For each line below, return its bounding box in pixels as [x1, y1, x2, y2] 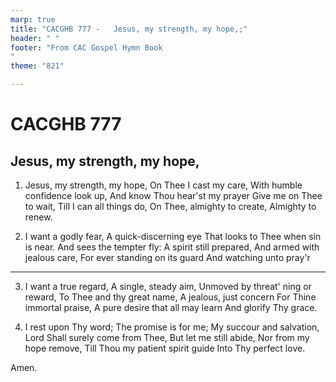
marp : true [10, 14, 56, 25]
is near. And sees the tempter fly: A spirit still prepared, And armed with [24, 241, 320, 253]
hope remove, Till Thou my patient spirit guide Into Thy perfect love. [24, 342, 306, 354]
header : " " [10, 33, 60, 43]
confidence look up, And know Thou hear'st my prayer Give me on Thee [24, 190, 323, 201]
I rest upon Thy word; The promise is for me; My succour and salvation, [24, 321, 320, 333]
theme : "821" [10, 61, 65, 71]
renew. [24, 211, 53, 223]
